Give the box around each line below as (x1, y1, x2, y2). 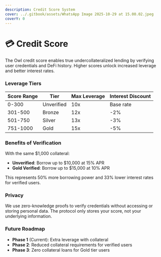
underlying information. (5, 213, 52, 219)
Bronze (42, 109, 60, 116)
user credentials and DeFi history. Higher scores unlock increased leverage (5, 63, 157, 69)
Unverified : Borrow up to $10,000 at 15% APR (12, 159, 105, 166)
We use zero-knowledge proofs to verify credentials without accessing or (5, 203, 153, 209)
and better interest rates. (5, 68, 55, 74)
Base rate (109, 101, 132, 108)
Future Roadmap (5, 225, 45, 232)
